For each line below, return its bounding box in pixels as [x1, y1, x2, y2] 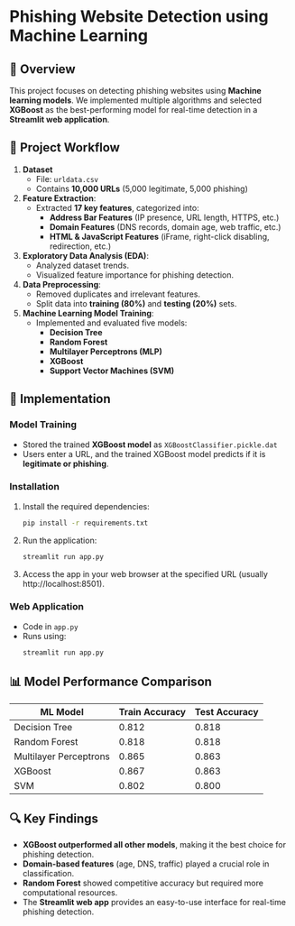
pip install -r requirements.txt [22, 518, 149, 527]
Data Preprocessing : [22, 279, 101, 289]
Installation [9, 481, 60, 493]
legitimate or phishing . [22, 458, 109, 469]
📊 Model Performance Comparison [9, 674, 212, 690]
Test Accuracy [194, 705, 259, 718]
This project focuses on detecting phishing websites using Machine [9, 86, 262, 96]
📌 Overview [9, 61, 76, 77]
